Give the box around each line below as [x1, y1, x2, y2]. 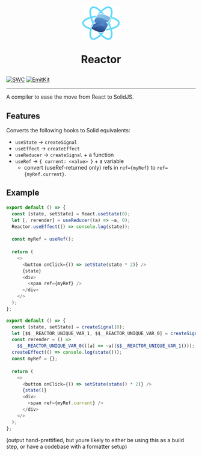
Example [6, 188, 40, 198]
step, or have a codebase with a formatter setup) [6, 443, 127, 450]
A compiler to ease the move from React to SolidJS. [6, 93, 134, 100]
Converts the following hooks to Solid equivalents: [6, 127, 130, 134]
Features [6, 111, 40, 121]
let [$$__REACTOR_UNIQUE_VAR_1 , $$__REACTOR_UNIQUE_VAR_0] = [11, 330, 168, 336]
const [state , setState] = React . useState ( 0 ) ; [11, 211, 130, 217]
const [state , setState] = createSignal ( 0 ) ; [11, 324, 125, 330]
